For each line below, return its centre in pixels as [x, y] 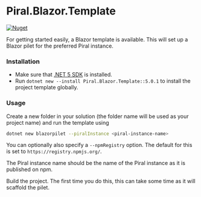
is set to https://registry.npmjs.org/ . [54, 151]
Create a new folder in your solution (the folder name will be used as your [97, 116]
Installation [23, 61]
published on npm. [30, 169]
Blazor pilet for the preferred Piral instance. [60, 46]
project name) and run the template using [58, 122]
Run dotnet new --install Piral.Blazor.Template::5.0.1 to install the [103, 81]
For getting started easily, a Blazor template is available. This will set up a [97, 39]
